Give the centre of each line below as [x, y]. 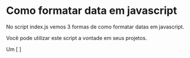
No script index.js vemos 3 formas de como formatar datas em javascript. [95, 27]
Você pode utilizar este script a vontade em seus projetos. [76, 38]
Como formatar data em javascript [92, 11]
